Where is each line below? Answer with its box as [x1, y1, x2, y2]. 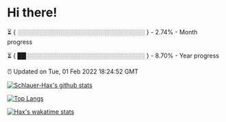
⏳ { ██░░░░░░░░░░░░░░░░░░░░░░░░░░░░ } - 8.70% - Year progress [7, 51, 219, 60]
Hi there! [7, 5, 58, 21]
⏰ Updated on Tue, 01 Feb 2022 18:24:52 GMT [7, 67, 139, 75]
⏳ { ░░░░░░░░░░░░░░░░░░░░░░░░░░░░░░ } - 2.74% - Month [7, 27, 198, 36]
